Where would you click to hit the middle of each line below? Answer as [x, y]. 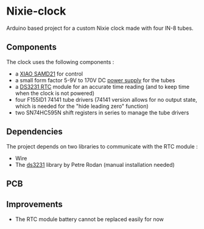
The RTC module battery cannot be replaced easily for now [90, 219]
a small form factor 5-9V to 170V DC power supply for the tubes [95, 80]
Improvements [34, 204]
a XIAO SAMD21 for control [49, 74]
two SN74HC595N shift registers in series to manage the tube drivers [102, 112]
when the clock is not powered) [55, 93]
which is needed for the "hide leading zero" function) [82, 106]
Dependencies [34, 132]
